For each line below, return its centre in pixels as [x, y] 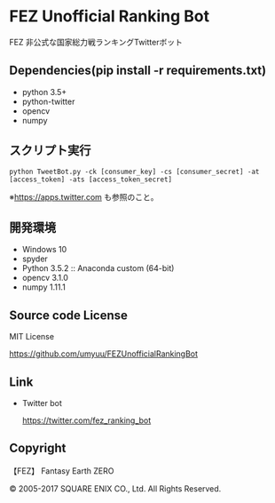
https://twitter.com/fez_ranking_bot [86, 420]
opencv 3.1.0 [45, 278]
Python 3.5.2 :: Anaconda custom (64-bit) [98, 268]
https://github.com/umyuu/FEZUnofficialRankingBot [103, 354]
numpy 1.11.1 [44, 287]
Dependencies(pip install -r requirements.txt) [138, 71]
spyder [35, 259]
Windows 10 [44, 250]
